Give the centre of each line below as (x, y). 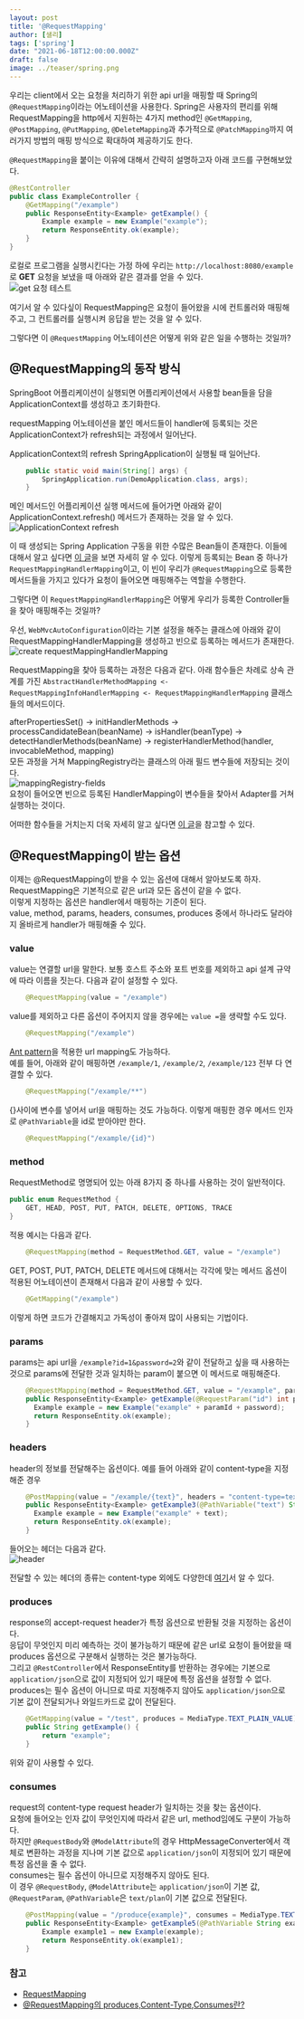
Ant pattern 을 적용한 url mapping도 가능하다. (90, 1052)
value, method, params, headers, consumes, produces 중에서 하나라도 (139, 913)
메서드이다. (46, 704)
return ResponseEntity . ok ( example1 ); (113, 1940)
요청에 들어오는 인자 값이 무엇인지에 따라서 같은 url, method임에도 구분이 (138, 1819)
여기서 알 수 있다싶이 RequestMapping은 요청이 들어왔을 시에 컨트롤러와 (138, 307)
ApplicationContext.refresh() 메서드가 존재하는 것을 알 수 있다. (121, 518)
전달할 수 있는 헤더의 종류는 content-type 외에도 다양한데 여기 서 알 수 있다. (142, 1577)
